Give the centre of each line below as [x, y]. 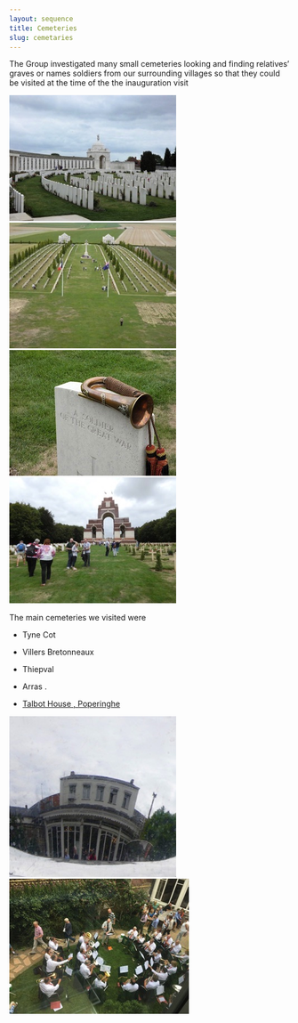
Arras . [34, 686]
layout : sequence [41, 19]
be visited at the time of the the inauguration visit [99, 83]
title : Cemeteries [43, 28]
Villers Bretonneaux [58, 652]
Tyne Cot [39, 635]
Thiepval [38, 670]
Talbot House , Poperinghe [71, 704]
